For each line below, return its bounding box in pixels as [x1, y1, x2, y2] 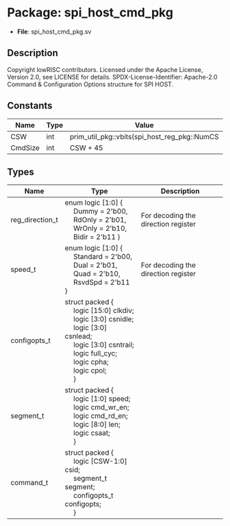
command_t [10, 478, 49, 488]
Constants [7, 100, 53, 112]
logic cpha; [73, 358, 110, 367]
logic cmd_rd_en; [73, 411, 129, 421]
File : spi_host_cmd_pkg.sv [16, 27, 92, 36]
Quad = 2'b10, [73, 269, 121, 279]
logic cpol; [73, 366, 107, 375]
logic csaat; [73, 428, 111, 438]
